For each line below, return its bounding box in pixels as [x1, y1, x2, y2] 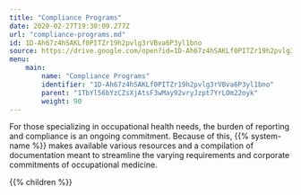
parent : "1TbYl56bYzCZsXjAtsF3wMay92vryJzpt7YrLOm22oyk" [41, 88, 258, 97]
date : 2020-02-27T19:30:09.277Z [9, 22, 130, 31]
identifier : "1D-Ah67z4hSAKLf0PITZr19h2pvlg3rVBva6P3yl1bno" [41, 80, 275, 89]
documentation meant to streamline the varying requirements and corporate [9, 150, 290, 161]
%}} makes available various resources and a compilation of [31, 140, 254, 151]
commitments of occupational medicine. [9, 159, 159, 171]
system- [250, 131, 282, 142]
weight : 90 [41, 96, 82, 106]
